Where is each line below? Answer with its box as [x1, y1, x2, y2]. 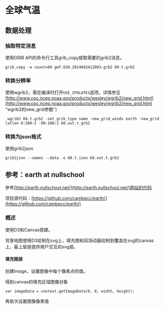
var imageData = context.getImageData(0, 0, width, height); [5, 288, 135, 293]
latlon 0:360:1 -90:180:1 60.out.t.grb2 [5, 121, 91, 126]
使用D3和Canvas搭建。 [5, 226, 53, 233]
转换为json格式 [5, 133, 41, 140]
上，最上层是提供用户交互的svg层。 [5, 243, 78, 249]
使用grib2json [5, 146, 33, 152]
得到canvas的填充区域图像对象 [5, 278, 68, 284]
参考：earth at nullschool [5, 170, 85, 179]
